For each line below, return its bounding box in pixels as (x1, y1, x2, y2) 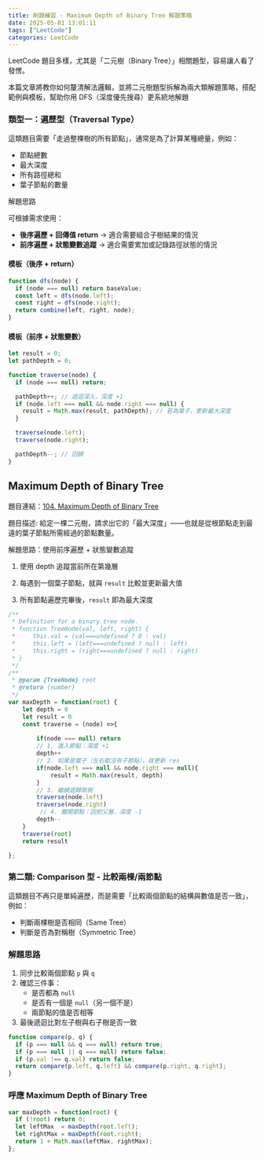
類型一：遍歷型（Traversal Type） (8, 114, 139, 125)
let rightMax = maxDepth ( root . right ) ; (15, 1130, 143, 1138)
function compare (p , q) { (8, 1033, 93, 1041)
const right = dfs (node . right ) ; (15, 299, 122, 307)
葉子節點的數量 (19, 179, 68, 189)
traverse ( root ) (22, 829, 72, 838)
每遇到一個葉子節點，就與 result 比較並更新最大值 (19, 578, 183, 587)
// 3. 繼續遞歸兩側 (36, 786, 93, 794)
